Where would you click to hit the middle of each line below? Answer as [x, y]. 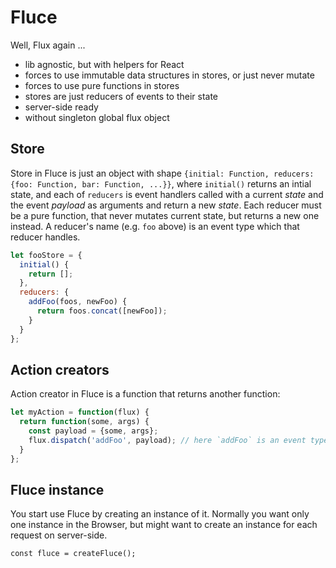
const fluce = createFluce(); [73, 554]
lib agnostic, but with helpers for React [104, 64]
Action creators [60, 369]
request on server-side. [59, 535]
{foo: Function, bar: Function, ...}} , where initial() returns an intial [161, 183]
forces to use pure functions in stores [102, 85]
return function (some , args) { [84, 422]
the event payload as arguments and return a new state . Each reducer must [166, 205]
